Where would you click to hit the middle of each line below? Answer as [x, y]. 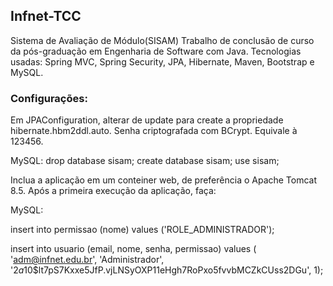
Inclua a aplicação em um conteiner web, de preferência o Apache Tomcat [164, 180]
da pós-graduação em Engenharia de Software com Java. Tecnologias [156, 51]
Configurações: [49, 98]
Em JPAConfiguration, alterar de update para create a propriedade [147, 120]
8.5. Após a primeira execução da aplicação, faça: [113, 191]
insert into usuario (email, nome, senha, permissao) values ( [133, 249]
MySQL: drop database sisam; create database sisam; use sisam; [145, 161]
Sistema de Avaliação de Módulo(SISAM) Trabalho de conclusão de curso [162, 40]
